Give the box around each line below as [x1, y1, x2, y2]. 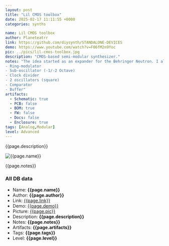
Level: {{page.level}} [12, 235, 57, 241]
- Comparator [5, 82, 33, 87]
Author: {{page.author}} [12, 192, 64, 198]
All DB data [5, 175, 33, 182]
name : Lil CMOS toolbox [5, 31, 55, 36]
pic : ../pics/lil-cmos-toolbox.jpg [5, 49, 80, 55]
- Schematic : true [10, 96, 49, 102]
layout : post [5, 7, 33, 13]
